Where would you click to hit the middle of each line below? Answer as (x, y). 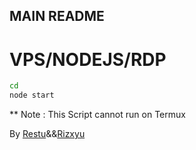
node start (32, 95)
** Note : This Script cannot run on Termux (97, 115)
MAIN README (57, 16)
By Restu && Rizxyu (47, 134)
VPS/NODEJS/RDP (88, 59)
